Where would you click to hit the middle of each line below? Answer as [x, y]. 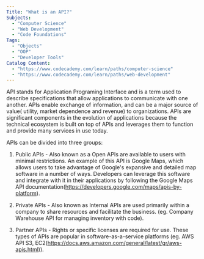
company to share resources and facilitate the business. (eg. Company [104, 212]
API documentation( [40, 187]
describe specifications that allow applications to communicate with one [97, 98]
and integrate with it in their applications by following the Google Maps [104, 180]
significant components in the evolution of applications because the [92, 118]
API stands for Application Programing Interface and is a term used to [94, 92]
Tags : [13, 40]
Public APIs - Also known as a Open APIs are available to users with [100, 155]
